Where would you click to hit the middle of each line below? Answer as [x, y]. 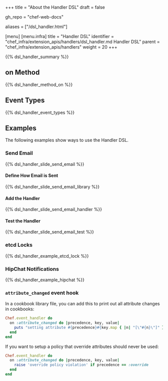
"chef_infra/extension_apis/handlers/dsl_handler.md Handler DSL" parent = [82, 42]
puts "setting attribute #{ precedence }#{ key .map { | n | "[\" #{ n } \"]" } [89, 327]
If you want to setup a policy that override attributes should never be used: [82, 346]
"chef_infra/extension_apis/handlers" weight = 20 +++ [61, 47]
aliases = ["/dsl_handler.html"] [36, 27]
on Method [22, 72]
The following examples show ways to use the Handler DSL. [67, 140]
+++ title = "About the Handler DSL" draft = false [55, 7]
